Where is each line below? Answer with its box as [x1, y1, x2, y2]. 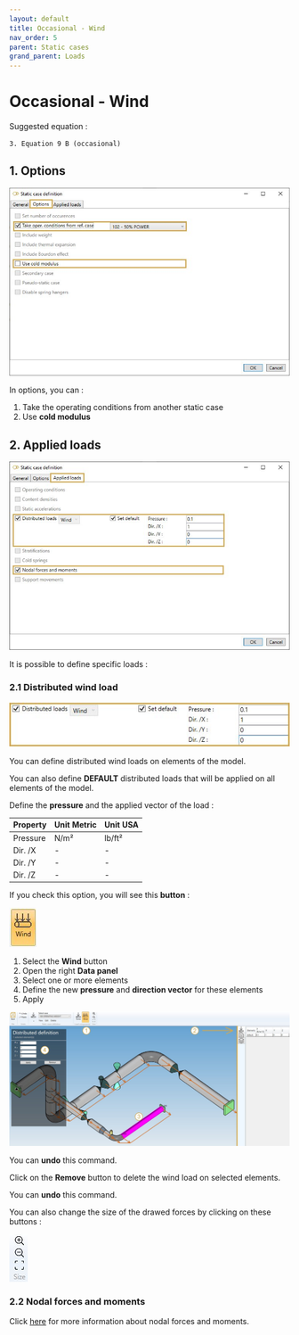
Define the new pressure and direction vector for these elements [21, 984, 263, 994]
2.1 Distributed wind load [9, 680, 118, 693]
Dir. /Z [12, 869, 36, 880]
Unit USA [103, 820, 140, 830]
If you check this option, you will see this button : [9, 889, 190, 900]
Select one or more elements [21, 975, 129, 985]
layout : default [9, 14, 69, 23]
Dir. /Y [12, 857, 36, 869]
